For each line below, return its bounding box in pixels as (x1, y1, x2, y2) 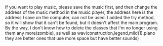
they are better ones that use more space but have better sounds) (5, 35, 139, 41)
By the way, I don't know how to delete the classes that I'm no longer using (5, 25, 158, 31)
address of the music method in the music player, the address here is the (5, 9, 154, 15)
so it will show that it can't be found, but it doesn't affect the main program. (5, 20, 158, 25)
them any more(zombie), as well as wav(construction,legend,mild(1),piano (5, 30, 156, 36)
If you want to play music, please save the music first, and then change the (5, 4, 158, 10)
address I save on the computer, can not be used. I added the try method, (5, 15, 155, 20)
